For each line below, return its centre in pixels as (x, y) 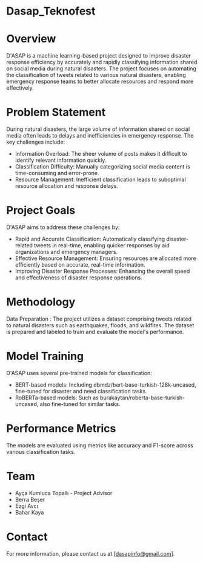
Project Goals (41, 211)
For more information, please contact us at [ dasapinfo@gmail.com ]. (91, 553)
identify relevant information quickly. (61, 160)
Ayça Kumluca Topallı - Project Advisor (64, 493)
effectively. (20, 88)
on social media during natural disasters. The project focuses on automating (101, 68)
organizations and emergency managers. (66, 252)
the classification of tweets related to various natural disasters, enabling (96, 75)
